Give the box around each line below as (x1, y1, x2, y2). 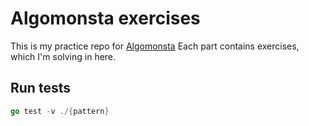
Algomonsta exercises (10, 7, 201, 30)
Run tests (10, 80, 71, 97)
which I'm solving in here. (10, 50, 117, 62)
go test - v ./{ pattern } (10, 106, 110, 116)
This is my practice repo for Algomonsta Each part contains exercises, (10, 40, 300, 52)
